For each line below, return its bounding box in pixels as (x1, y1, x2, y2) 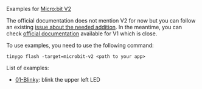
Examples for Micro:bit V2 (6, 5, 72, 12)
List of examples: (6, 64, 49, 71)
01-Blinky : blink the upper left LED (15, 76, 100, 83)
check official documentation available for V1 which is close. (6, 30, 158, 37)
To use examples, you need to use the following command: (6, 42, 154, 49)
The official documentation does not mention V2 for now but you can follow (6, 17, 196, 24)
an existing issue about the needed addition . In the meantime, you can (6, 24, 183, 30)
